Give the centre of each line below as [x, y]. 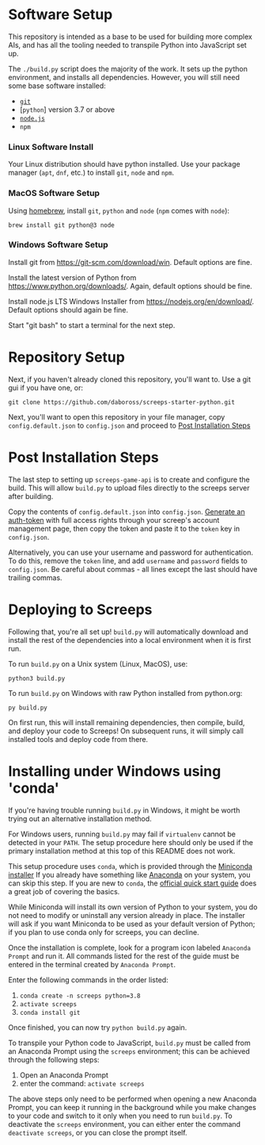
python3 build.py [37, 678]
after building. [31, 496]
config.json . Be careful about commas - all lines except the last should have [133, 569]
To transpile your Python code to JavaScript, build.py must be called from [129, 1043]
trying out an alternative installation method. [80, 818]
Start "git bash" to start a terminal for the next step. [92, 325]
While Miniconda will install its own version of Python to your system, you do [133, 907]
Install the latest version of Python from [72, 277]
